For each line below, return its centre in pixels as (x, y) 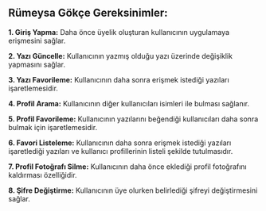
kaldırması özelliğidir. (43, 175)
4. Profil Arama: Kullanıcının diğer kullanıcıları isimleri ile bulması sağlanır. (129, 103)
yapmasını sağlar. (37, 64)
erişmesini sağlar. (37, 40)
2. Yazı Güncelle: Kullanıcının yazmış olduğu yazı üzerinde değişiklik (121, 56)
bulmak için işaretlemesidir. (53, 127)
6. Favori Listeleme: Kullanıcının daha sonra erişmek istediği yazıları (120, 143)
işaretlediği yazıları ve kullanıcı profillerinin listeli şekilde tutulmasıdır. (121, 151)
